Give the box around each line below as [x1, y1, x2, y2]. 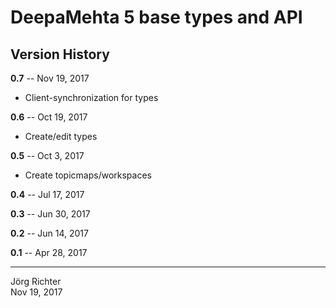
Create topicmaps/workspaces [24, 169, 152, 181]
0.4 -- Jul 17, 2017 [10, 189, 85, 200]
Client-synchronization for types [24, 92, 159, 103]
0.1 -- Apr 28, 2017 [10, 247, 88, 258]
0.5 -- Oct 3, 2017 [10, 150, 85, 161]
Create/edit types [24, 131, 98, 142]
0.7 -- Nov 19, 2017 [10, 72, 90, 84]
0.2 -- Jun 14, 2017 [10, 227, 89, 239]
